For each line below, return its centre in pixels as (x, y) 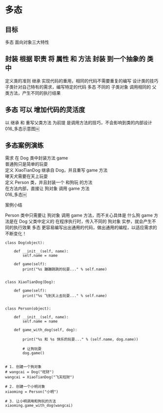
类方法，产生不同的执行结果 (33, 93)
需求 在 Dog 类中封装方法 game (37, 158)
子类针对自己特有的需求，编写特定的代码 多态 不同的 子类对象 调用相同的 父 (81, 87)
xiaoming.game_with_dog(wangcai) (39, 406)
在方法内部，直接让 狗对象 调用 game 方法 (47, 189)
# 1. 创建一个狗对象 (23, 367)
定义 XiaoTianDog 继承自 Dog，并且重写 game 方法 (56, 170)
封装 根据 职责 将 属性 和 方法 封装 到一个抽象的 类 (79, 59)
